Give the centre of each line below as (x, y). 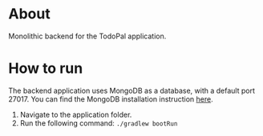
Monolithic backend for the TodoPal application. (87, 36)
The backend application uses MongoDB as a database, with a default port (131, 90)
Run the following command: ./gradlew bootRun (99, 123)
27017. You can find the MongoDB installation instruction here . (111, 99)
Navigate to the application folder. (76, 114)
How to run (46, 68)
